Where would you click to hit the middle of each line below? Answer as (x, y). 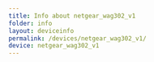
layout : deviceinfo (41, 31)
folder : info (30, 23)
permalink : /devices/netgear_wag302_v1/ (78, 38)
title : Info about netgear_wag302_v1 (72, 16)
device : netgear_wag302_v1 (54, 46)
